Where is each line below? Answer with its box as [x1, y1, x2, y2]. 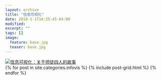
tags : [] [5, 30, 23, 35]
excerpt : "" [5, 26, 30, 31]
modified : [5, 21, 26, 26]
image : [5, 35, 19, 40]
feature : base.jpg [9, 40, 48, 45]
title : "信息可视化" [5, 12, 44, 17]
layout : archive [5, 7, 39, 12]
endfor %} [5, 69, 26, 75]
